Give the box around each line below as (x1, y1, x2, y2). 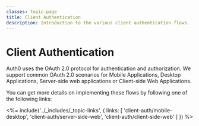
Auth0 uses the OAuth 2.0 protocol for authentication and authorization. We (6, 65, 191, 72)
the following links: (6, 96, 52, 103)
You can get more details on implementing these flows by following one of (6, 89, 188, 96)
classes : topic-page (6, 8, 58, 15)
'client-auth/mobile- (124, 107, 173, 114)
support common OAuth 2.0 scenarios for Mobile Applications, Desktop (6, 71, 181, 78)
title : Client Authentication (6, 14, 81, 20)
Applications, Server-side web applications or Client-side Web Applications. (6, 78, 192, 85)
